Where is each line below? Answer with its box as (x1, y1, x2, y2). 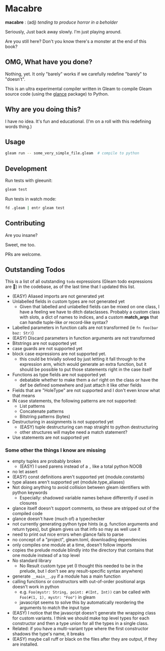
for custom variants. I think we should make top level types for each (12, 615, 150, 621)
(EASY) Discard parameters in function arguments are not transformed (12, 335, 155, 341)
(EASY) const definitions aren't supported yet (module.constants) (12, 474, 145, 480)
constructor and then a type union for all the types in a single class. (12, 620, 149, 626)
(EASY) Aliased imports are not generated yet (12, 293, 105, 299)
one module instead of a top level (12, 552, 80, 558)
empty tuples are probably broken (12, 458, 81, 464)
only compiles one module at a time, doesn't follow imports (12, 542, 132, 548)
